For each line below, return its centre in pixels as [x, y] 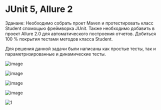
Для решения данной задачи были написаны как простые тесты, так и [80, 48]
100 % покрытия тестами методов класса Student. [59, 39]
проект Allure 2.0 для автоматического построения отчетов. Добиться [81, 33]
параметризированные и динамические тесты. [55, 54]
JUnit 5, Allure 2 [39, 9]
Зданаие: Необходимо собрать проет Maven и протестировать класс [79, 23]
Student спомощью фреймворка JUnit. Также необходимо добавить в [80, 28]
